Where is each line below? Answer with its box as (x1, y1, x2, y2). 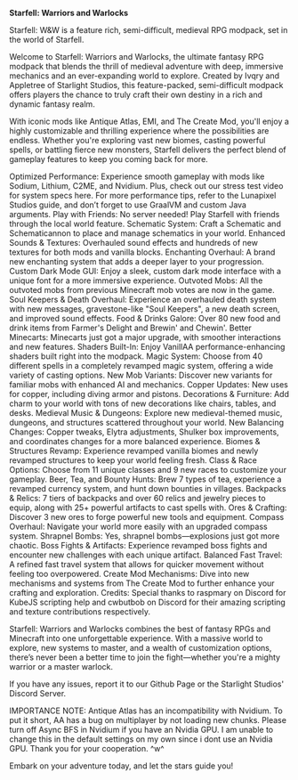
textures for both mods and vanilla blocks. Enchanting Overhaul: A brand (9, 247, 276, 257)
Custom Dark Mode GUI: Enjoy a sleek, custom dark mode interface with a (9, 266, 282, 276)
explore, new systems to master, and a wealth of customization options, (9, 643, 272, 653)
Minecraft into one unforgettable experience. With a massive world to (9, 633, 263, 644)
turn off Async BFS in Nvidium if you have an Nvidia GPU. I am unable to (9, 725, 274, 735)
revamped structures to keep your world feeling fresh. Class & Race (9, 455, 258, 466)
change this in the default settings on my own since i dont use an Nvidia (9, 734, 273, 744)
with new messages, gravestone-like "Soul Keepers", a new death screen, (9, 304, 280, 314)
